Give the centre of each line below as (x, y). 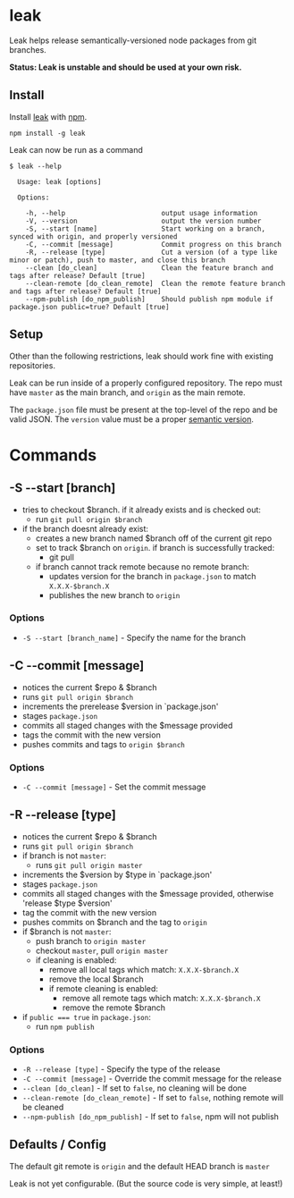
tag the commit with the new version (89, 912)
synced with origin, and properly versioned (93, 236)
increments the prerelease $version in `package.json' (120, 706)
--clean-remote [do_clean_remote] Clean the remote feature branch (155, 283)
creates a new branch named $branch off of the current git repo (154, 538)
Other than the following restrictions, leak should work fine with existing (142, 356)
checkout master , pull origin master (102, 950)
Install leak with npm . (48, 116)
